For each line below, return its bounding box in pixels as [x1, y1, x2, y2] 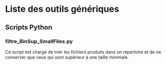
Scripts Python [5, 23, 53, 32]
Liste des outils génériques [5, 3, 119, 15]
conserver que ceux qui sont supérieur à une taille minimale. [5, 54, 129, 60]
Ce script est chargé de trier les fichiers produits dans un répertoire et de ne [5, 49, 162, 55]
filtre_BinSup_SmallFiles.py [5, 38, 73, 45]
